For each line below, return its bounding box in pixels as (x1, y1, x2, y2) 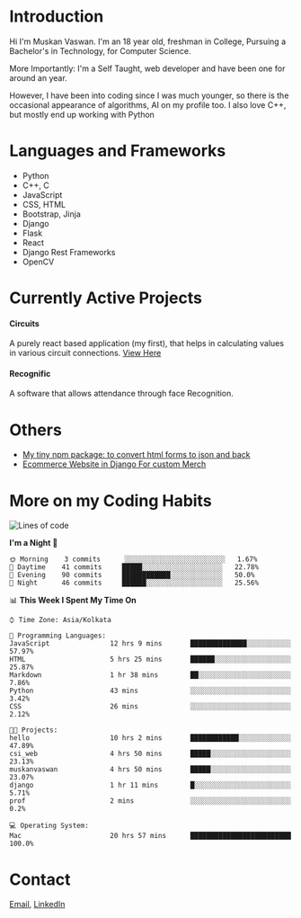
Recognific (9, 368, 51, 379)
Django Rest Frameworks (22, 246, 116, 257)
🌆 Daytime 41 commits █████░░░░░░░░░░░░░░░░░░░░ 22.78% (9, 563, 259, 572)
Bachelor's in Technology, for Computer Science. (9, 45, 191, 56)
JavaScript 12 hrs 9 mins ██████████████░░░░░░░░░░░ (9, 639, 292, 648)
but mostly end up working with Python (9, 109, 155, 120)
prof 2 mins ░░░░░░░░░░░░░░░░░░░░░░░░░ (9, 797, 292, 806)
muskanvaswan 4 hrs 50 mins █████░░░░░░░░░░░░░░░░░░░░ (9, 765, 292, 774)
